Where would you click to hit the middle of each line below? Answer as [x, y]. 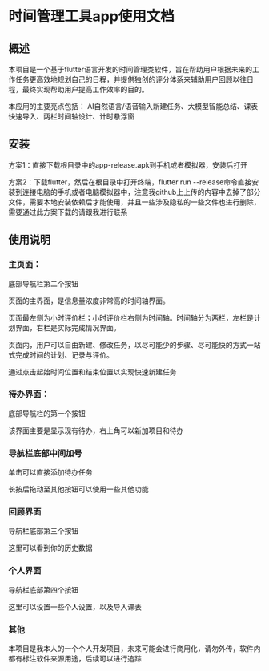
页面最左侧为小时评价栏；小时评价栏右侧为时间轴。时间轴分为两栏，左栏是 [131, 317]
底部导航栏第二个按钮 [43, 283]
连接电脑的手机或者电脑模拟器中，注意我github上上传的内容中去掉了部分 [141, 192]
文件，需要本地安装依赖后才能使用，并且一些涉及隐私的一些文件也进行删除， [134, 202]
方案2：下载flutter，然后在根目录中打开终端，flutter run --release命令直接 [130, 182]
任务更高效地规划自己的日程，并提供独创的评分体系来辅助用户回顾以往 [130, 79]
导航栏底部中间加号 [45, 453]
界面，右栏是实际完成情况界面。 [68, 327]
